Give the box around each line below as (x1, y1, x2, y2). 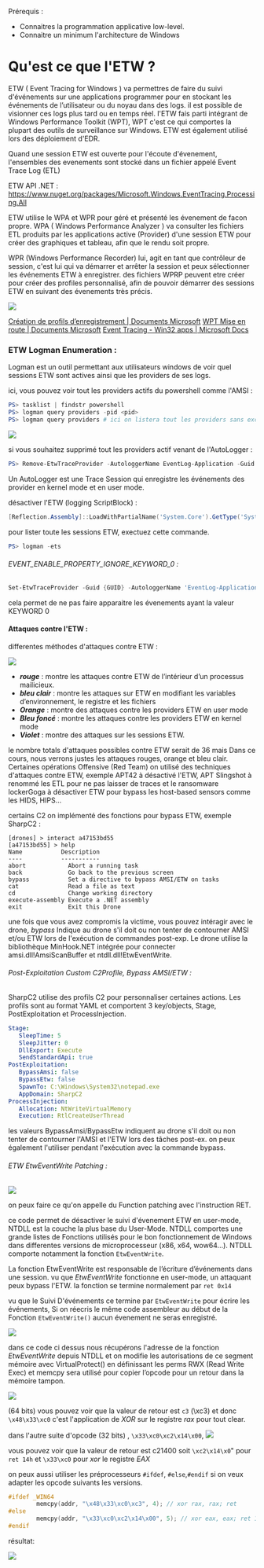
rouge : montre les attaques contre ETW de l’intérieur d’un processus (19, 671, 244, 681)
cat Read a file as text (8, 882, 135, 890)
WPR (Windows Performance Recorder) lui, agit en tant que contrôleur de (8, 253, 246, 263)
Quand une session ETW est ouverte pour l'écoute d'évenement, (8, 149, 218, 158)
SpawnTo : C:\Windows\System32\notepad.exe (18, 1082, 159, 1091)
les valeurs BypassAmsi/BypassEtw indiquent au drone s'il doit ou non (8, 1126, 236, 1136)
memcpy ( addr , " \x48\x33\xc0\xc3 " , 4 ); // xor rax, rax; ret (36, 1500, 237, 1508)
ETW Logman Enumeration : (8, 344, 117, 355)
